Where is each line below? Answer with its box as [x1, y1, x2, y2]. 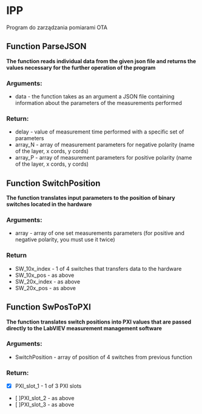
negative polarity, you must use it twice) [15, 236, 115, 243]
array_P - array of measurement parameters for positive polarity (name [15, 154, 192, 161]
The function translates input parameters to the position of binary [6, 194, 176, 202]
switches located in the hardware [6, 201, 92, 208]
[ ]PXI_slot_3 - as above [15, 401, 75, 409]
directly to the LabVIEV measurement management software [6, 324, 163, 331]
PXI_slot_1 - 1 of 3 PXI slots [15, 382, 82, 390]
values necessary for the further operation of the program [6, 64, 156, 71]
